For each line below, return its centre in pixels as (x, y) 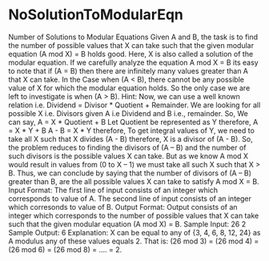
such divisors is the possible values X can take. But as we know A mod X (128, 156)
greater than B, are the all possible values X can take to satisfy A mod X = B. (134, 181)
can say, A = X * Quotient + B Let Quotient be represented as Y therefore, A (133, 122)
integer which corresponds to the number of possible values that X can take (134, 215)
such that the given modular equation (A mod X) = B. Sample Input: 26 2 (127, 224)
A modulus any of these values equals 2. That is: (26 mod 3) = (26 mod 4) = (134, 241)
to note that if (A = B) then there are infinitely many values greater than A (128, 70)
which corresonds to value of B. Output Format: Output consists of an (123, 207)
